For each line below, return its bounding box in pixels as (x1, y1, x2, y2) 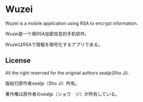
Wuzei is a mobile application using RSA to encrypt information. (5, 20, 138, 26)
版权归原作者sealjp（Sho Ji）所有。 (5, 80, 80, 86)
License (5, 57, 31, 65)
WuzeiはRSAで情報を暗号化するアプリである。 (5, 41, 103, 47)
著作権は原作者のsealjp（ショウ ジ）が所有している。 (5, 91, 120, 97)
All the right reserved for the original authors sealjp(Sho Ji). (5, 70, 129, 76)
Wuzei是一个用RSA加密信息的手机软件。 (5, 30, 90, 36)
